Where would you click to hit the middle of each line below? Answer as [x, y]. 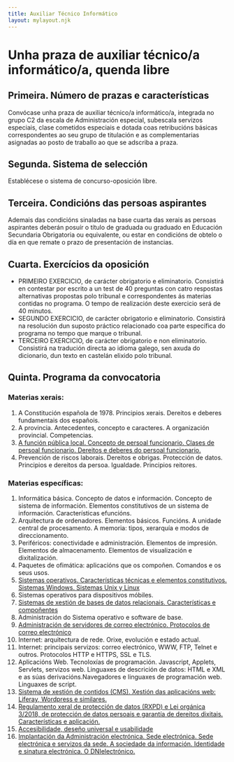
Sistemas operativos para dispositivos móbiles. [86, 595]
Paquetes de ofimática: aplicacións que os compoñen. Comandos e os [120, 565]
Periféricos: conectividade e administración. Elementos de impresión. [118, 543]
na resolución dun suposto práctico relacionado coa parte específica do [122, 326]
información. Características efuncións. [75, 513]
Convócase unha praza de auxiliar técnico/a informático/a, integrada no [111, 112]
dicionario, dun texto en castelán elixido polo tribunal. [95, 355]
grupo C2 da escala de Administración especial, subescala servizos [105, 120]
